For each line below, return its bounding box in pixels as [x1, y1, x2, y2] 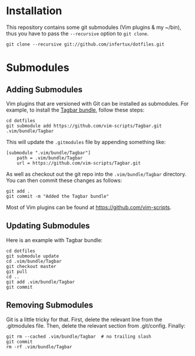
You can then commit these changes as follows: [6, 177, 123, 184]
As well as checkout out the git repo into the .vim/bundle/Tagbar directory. [6, 170, 187, 178]
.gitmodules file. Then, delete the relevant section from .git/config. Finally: [6, 322, 186, 329]
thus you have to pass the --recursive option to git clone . [6, 30, 149, 37]
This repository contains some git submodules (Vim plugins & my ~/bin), [6, 24, 181, 31]
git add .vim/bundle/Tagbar [6, 279, 75, 285]
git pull [6, 269, 28, 275]
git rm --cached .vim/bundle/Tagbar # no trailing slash [6, 334, 151, 339]
